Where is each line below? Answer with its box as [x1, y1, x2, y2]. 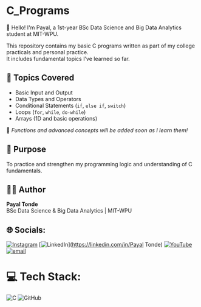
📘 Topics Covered [6, 72, 75, 83]
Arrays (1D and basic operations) [15, 115, 98, 122]
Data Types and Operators [15, 95, 82, 102]
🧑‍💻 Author [6, 184, 46, 195]
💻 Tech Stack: [6, 270, 81, 284]
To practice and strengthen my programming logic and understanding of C [6, 160, 192, 168]
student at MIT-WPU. [6, 30, 59, 37]
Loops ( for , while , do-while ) [15, 108, 86, 116]
